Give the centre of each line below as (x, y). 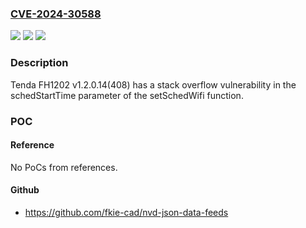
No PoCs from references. (64, 167)
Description (39, 63)
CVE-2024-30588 (56, 14)
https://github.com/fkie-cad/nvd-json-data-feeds (126, 212)
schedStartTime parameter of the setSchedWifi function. (127, 95)
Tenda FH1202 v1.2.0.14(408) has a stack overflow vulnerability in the (153, 84)
